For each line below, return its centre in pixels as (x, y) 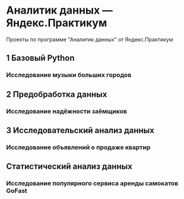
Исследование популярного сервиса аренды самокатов (92, 184)
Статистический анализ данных (69, 167)
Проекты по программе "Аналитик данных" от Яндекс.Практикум (90, 39)
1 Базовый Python (41, 58)
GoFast (17, 191)
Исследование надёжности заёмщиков (67, 111)
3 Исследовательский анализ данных (80, 130)
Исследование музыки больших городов (69, 75)
